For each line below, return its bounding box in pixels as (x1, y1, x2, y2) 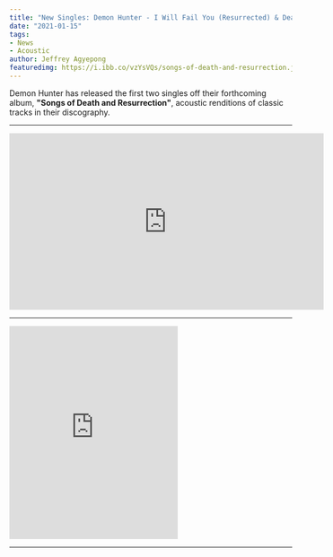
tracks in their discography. (9, 107, 110, 117)
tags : (9, 30, 30, 39)
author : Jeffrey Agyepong (9, 55, 106, 64)
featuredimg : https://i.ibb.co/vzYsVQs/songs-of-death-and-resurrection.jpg (9, 64, 303, 73)
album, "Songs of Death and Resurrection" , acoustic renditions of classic (9, 97, 285, 108)
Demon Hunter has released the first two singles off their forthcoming (9, 87, 267, 99)
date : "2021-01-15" (9, 22, 83, 30)
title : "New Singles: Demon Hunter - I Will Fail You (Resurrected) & (9, 13, 279, 22)
